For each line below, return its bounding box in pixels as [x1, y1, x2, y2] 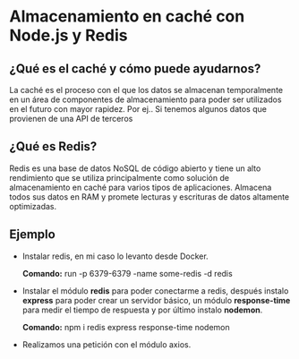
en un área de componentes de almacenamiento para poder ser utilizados [9, 94, 282, 105]
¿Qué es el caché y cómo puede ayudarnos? [9, 61, 261, 76]
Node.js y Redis [9, 25, 128, 46]
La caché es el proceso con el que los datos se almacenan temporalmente [9, 85, 284, 95]
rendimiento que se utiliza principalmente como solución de [9, 172, 230, 183]
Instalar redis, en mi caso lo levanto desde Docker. [21, 251, 209, 261]
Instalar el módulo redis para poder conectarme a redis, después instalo [21, 285, 289, 296]
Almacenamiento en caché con [9, 6, 245, 27]
